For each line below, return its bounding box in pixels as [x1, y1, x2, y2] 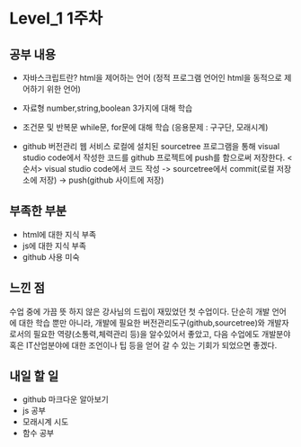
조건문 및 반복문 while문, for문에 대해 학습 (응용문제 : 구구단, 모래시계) [22, 122, 269, 132]
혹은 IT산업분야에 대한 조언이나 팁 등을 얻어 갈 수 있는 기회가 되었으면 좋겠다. [9, 339, 278, 351]
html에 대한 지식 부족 [22, 228, 97, 239]
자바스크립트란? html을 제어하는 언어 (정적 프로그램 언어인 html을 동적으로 [22, 73, 283, 83]
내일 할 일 [9, 369, 59, 384]
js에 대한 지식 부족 [22, 240, 87, 251]
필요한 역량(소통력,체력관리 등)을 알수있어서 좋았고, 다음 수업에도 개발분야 [32, 328, 291, 339]
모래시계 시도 [22, 416, 69, 427]
